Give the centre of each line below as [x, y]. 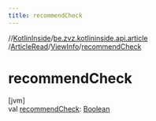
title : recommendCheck [45, 15]
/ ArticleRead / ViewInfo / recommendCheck [75, 46]
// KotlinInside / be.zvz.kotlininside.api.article [78, 38]
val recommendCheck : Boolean [59, 108]
